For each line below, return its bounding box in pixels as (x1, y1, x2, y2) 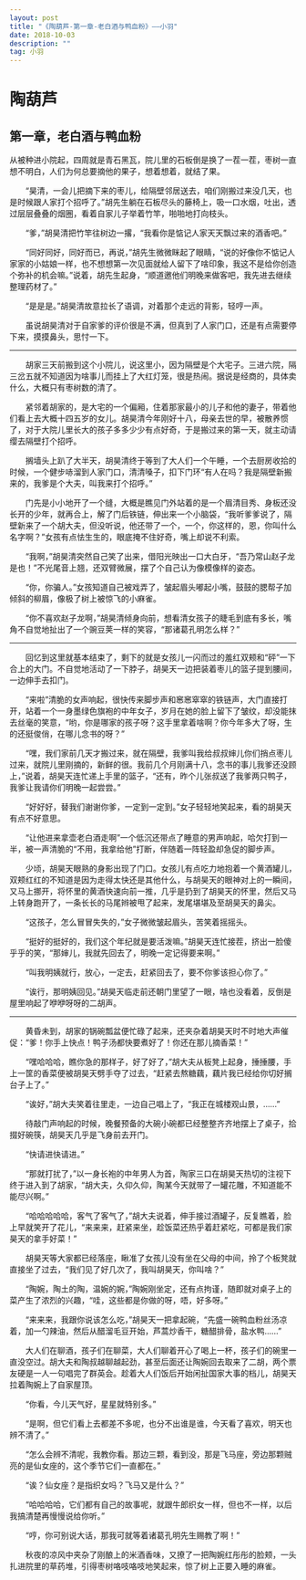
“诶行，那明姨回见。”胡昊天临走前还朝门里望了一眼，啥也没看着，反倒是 (25, 987, 292, 998)
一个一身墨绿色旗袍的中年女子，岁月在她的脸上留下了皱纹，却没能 (40, 706, 289, 717)
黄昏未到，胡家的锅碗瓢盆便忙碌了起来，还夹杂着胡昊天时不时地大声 (25, 1026, 280, 1037)
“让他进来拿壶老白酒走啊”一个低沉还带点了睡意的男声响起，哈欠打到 (25, 832, 280, 843)
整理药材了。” (9, 281, 57, 292)
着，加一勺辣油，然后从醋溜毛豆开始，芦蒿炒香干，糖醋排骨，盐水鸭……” (9, 1325, 282, 1337)
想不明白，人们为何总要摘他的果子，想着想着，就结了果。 (9, 166, 225, 177)
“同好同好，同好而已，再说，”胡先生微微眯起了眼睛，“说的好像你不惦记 (25, 247, 288, 258)
